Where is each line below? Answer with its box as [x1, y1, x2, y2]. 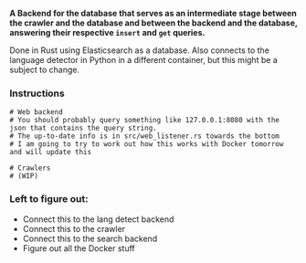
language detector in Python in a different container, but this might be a [9, 55, 279, 65]
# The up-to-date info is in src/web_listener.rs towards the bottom [9, 131, 280, 141]
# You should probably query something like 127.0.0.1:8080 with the [9, 116, 280, 125]
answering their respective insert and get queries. [9, 27, 206, 37]
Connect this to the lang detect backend [22, 214, 174, 225]
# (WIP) [9, 172, 39, 181]
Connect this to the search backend [22, 233, 158, 244]
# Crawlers [9, 163, 51, 173]
